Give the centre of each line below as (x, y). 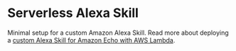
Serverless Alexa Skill (73, 13)
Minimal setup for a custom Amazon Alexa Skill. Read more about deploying (118, 33)
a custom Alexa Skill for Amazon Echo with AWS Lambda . (91, 40)
